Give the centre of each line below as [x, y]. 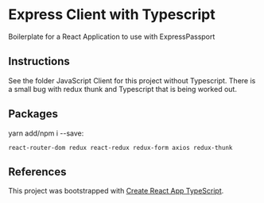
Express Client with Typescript [112, 15]
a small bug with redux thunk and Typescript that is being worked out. [122, 89]
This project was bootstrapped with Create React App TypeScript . [116, 191]
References [37, 172]
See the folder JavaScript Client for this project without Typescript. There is [132, 80]
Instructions [39, 61]
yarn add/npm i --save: [46, 133]
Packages [33, 114]
